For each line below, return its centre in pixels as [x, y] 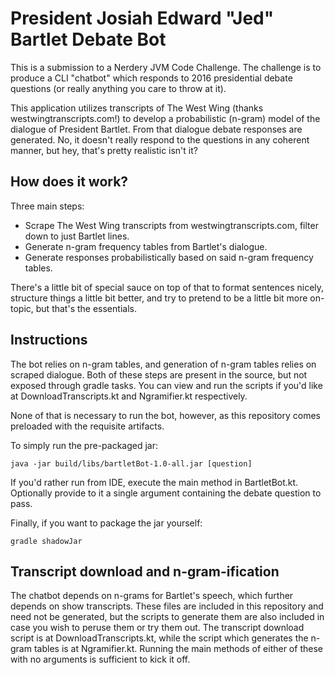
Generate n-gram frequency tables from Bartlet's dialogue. [146, 246]
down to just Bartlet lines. [77, 236]
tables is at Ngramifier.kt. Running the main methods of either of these [178, 649]
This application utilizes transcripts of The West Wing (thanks [137, 108]
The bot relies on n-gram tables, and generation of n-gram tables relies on [163, 364]
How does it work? [69, 182]
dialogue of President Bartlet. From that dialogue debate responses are [156, 129]
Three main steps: [47, 206]
